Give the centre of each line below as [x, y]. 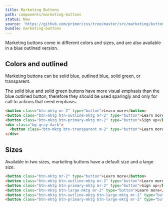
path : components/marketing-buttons [43, 15]
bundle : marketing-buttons [33, 29]
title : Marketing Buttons [32, 10]
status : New [17, 19]
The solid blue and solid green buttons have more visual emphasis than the [82, 91]
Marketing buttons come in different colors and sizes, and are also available [83, 43]
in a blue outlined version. [32, 48]
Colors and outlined [36, 64]
